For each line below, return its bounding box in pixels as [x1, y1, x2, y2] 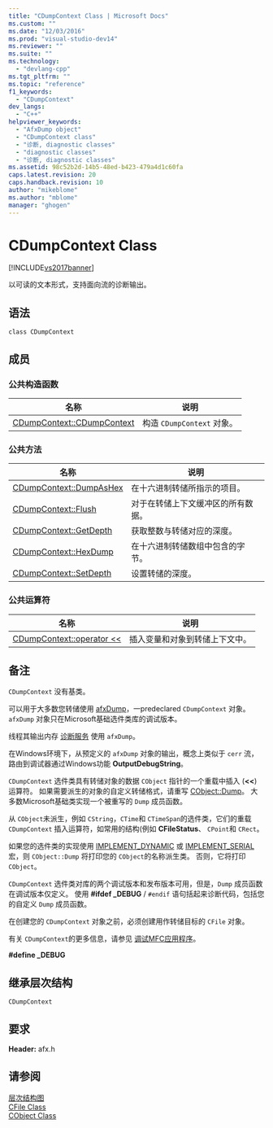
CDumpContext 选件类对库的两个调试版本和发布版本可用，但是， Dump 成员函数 [8, 879, 263, 889]
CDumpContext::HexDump [12, 546, 114, 557]
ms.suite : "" [8, 50, 53, 58]
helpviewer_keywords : [8, 118, 82, 126]
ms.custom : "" [8, 20, 57, 28]
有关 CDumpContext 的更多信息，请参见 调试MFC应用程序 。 [8, 933, 201, 944]
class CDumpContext [8, 328, 75, 336]
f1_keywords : [8, 87, 53, 96]
